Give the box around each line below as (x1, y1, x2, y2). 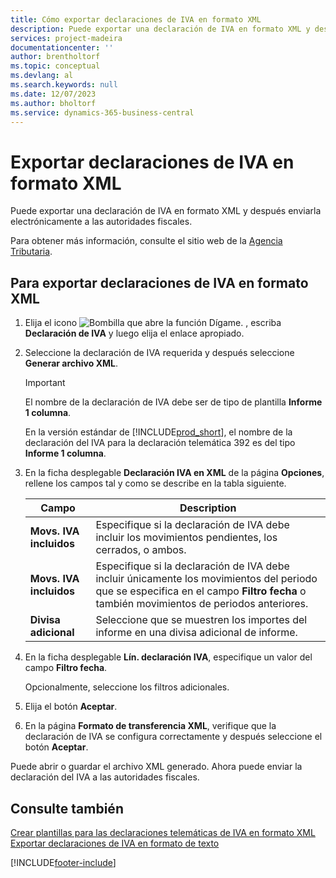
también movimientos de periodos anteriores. (95, 597, 309, 611)
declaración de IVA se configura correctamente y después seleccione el (24, 731, 323, 743)
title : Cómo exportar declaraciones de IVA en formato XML (10, 14, 262, 25)
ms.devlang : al (10, 71, 74, 81)
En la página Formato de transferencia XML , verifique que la (24, 720, 277, 732)
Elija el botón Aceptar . (24, 701, 118, 713)
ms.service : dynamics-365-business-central (10, 107, 195, 118)
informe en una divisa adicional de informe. (95, 626, 298, 640)
